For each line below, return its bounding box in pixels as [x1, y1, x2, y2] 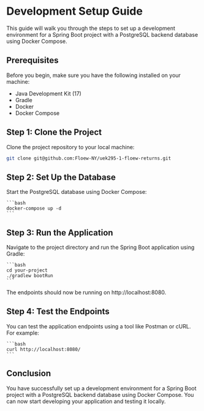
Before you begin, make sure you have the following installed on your [6, 72, 181, 79]
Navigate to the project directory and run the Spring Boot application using [6, 243, 195, 251]
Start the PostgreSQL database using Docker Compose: [6, 188, 147, 196]
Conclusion [6, 368, 51, 379]
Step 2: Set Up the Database [6, 172, 116, 182]
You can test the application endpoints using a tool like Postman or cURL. [6, 322, 191, 330]
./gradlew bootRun [6, 273, 53, 279]
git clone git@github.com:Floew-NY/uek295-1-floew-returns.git [6, 155, 172, 161]
